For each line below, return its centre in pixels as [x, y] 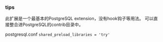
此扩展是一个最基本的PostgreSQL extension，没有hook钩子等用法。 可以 [80, 19]
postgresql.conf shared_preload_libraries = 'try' [58, 34]
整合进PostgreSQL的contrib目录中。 [46, 25]
